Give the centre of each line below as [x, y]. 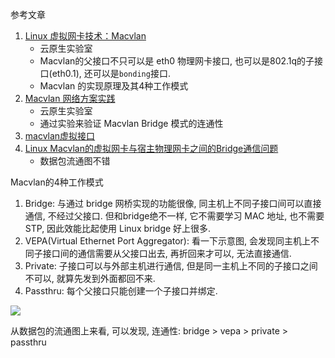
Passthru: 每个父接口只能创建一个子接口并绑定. [121, 291]
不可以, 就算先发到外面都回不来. [90, 278]
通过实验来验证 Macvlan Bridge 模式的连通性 [131, 123]
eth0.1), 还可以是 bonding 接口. [111, 73]
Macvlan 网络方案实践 [70, 98]
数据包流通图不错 [75, 161]
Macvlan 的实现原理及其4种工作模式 [114, 86]
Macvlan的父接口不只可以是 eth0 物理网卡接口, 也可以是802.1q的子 [177, 61]
